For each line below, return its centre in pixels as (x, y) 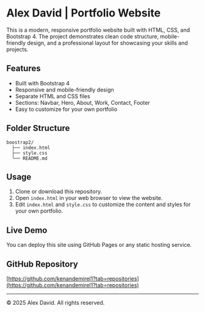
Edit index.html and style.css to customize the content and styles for (103, 205)
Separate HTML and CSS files (52, 96)
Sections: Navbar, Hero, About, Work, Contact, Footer (83, 102)
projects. (17, 49)
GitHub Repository (42, 264)
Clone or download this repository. (59, 191)
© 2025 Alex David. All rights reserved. (56, 303)
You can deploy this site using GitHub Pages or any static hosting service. (99, 245)
